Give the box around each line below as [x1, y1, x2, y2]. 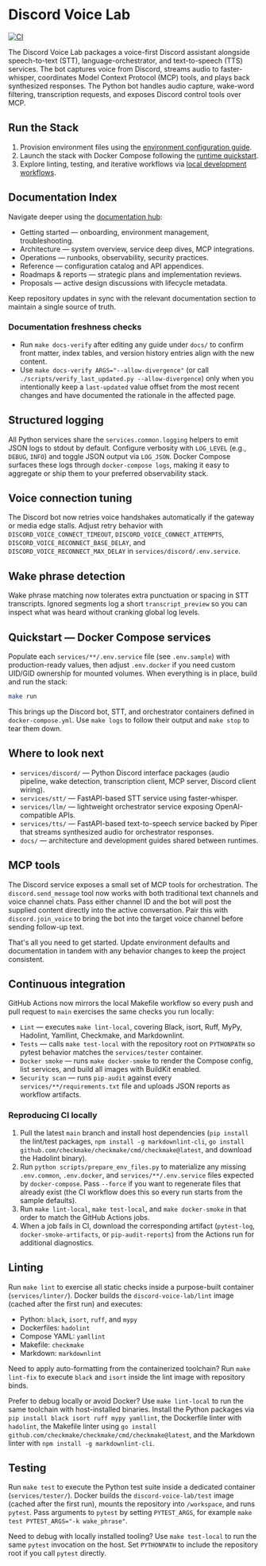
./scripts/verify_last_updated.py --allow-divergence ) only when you [19, 373, 254, 383]
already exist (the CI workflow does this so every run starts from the [19, 1187, 243, 1197]
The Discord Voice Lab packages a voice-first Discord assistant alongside [8, 47, 250, 56]
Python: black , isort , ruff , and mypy [19, 1315, 137, 1324]
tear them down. [8, 723, 62, 733]
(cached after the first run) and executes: [8, 1299, 143, 1308]
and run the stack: [8, 677, 67, 687]
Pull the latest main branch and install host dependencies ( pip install [19, 1128, 249, 1137]
